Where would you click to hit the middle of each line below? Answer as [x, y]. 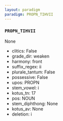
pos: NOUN [23, 98]
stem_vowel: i [25, 88]
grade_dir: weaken [31, 56]
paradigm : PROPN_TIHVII [29, 14]
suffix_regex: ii [27, 66]
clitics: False [24, 51]
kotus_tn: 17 [24, 93]
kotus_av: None [28, 109]
